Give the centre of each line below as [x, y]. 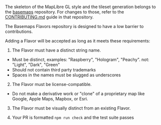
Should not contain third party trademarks [54, 70]
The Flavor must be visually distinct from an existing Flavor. [71, 108]
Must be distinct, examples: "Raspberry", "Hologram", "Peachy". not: [80, 60]
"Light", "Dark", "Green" [36, 65]
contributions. [19, 32]
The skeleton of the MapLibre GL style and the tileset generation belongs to [80, 7]
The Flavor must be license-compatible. [52, 84]
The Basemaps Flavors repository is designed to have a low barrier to [74, 27]
